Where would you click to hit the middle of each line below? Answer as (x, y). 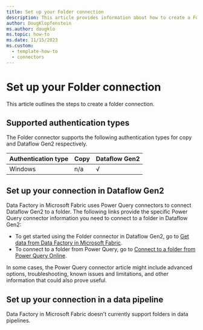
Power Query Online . (41, 256)
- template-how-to (35, 52)
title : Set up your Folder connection (55, 12)
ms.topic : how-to (28, 35)
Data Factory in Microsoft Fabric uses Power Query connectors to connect (99, 205)
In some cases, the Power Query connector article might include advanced (99, 268)
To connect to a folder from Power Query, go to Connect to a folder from (105, 249)
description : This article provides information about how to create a (98, 18)
